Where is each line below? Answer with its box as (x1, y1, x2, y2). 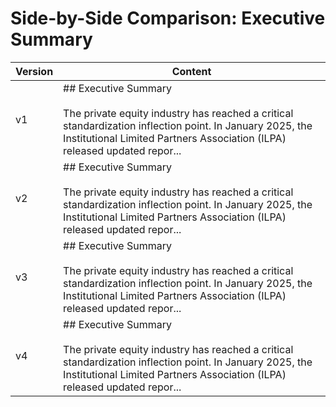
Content (171, 64, 212, 78)
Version (15, 64, 54, 78)
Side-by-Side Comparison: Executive (10, 7, 326, 30)
